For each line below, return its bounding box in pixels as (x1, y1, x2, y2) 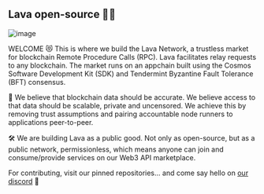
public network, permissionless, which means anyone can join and (8, 145, 225, 154)
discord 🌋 (8, 176, 39, 185)
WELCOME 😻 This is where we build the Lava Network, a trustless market (8, 44, 249, 53)
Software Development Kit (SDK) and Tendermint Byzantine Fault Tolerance (8, 68, 254, 79)
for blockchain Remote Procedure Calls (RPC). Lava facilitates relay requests (8, 52, 257, 61)
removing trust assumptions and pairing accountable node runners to (8, 109, 233, 119)
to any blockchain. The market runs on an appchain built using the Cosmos (8, 60, 251, 70)
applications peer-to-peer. (8, 117, 94, 126)
